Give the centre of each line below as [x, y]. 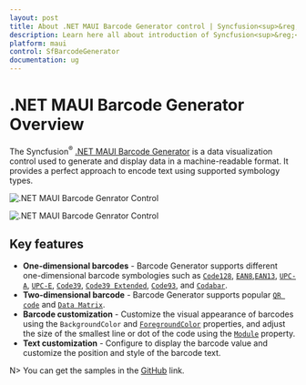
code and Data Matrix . [64, 305]
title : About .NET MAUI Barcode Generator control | [112, 26]
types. [21, 180]
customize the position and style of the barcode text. [122, 353]
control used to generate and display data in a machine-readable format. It [149, 161]
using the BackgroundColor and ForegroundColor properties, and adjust [154, 324]
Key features [46, 243]
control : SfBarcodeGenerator [65, 52]
